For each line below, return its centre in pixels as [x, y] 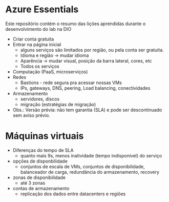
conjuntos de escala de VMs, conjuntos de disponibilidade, [82, 166]
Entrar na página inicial [37, 44]
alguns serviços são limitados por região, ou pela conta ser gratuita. [92, 50]
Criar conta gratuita [33, 39]
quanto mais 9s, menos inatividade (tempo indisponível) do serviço [91, 155]
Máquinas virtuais [45, 136]
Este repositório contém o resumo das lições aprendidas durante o [76, 24]
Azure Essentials [42, 9]
